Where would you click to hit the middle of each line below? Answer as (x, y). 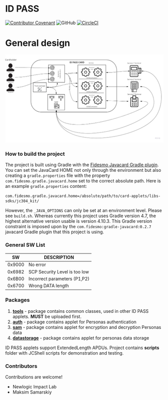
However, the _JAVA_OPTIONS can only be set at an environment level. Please (83, 211)
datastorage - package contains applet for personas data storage (81, 338)
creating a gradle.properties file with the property (58, 176)
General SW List (25, 245)
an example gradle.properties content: (46, 186)
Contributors (21, 366)
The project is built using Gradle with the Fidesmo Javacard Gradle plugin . (82, 165)
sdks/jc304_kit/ (22, 201)
